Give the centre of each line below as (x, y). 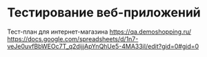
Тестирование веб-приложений (104, 13)
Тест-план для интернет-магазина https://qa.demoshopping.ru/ (99, 32)
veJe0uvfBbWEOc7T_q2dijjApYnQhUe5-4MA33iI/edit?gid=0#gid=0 (103, 46)
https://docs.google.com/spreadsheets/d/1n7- (73, 38)
